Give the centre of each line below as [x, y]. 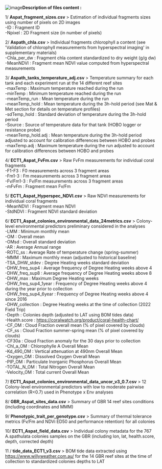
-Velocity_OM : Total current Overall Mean [47, 372]
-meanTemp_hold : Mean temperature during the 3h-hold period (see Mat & [81, 104]
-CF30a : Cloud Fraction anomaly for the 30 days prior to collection [73, 341]
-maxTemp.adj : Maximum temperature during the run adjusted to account [80, 145]
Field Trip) [15, 310]
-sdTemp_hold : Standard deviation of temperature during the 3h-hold [76, 114]
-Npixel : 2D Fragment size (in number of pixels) [53, 33]
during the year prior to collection [39, 289]
